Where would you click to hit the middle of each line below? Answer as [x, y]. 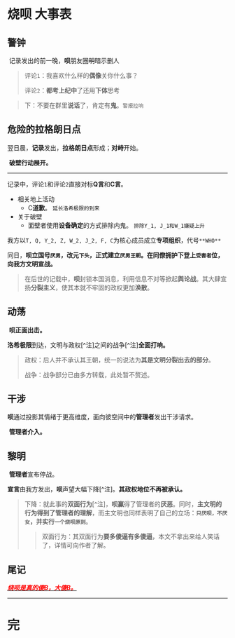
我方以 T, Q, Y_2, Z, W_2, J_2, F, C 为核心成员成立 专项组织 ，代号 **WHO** [114, 240]
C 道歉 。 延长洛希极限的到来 [64, 208]
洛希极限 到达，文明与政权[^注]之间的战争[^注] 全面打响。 [88, 345]
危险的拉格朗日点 [44, 129]
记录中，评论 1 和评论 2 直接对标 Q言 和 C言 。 [67, 184]
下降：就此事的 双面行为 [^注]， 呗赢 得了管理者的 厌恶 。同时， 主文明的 [123, 504]
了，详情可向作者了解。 [76, 545]
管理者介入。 [27, 432]
